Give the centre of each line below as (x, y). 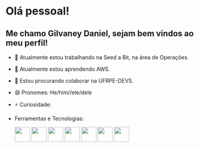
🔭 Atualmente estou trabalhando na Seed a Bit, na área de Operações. (102, 57)
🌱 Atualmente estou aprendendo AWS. (62, 69)
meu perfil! (27, 43)
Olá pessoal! (38, 11)
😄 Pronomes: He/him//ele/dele (53, 92)
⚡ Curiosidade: (33, 105)
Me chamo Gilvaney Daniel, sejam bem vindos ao (100, 34)
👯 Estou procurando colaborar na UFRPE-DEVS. (74, 81)
